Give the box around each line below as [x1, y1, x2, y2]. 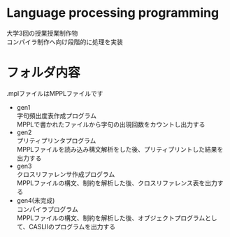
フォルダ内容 [6, 65, 81, 81]
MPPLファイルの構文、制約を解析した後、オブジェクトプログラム [16, 213, 206, 222]
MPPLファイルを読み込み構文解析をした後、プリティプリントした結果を [16, 145, 224, 153]
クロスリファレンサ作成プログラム [16, 170, 115, 178]
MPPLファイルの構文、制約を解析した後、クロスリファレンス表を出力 [16, 178, 217, 187]
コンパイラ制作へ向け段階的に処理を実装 [6, 37, 123, 46]
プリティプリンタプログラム [16, 136, 96, 145]
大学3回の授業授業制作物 [6, 29, 78, 37]
